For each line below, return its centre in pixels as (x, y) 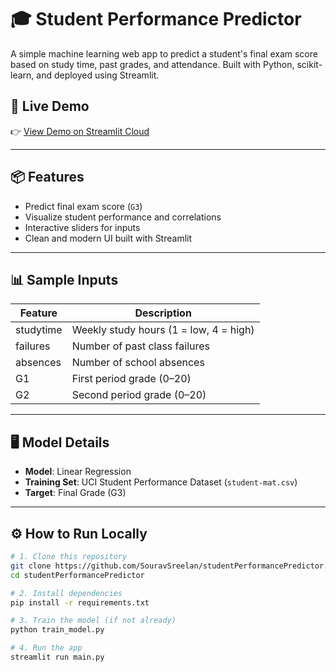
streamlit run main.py (57, 657)
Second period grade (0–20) (139, 395)
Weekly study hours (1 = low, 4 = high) (163, 330)
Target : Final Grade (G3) (75, 493)
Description (163, 313)
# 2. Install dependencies (66, 593)
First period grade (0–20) (131, 379)
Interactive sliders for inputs (82, 227)
